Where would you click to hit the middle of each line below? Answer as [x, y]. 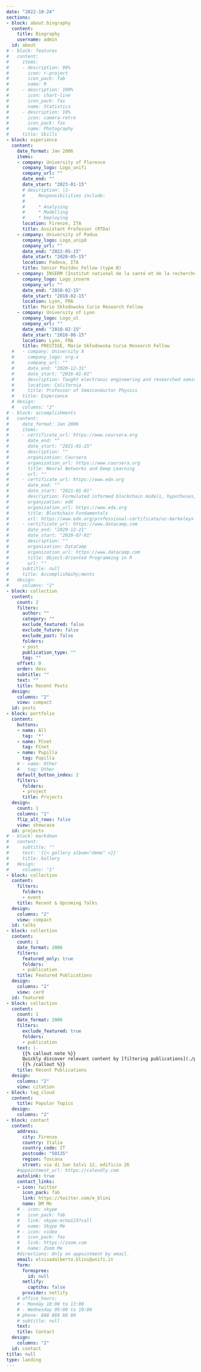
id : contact [27, 1349]
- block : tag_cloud [31, 1092]
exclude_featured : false [53, 625]
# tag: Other [36, 769]
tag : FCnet [36, 747]
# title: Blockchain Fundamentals [57, 513]
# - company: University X [48, 352]
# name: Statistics [38, 106]
